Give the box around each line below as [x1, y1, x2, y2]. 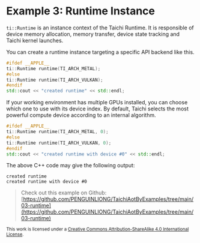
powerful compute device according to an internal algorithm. [6, 112, 156, 119]
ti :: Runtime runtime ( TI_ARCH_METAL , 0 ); [6, 129, 109, 135]
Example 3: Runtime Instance [6, 4, 155, 18]
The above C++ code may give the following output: [6, 162, 135, 169]
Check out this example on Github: [20, 189, 107, 196]
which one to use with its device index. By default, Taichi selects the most [6, 105, 189, 112]
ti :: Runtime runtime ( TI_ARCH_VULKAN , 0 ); [6, 140, 112, 146]
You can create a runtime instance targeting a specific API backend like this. [6, 48, 195, 55]
